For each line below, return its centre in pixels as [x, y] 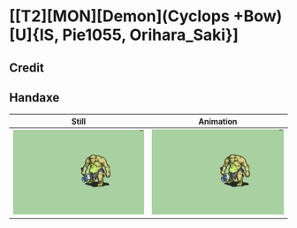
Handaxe [34, 98]
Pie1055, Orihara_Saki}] [150, 35]
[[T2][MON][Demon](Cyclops [119, 16]
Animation [218, 121]
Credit [27, 68]
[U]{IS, [34, 35]
